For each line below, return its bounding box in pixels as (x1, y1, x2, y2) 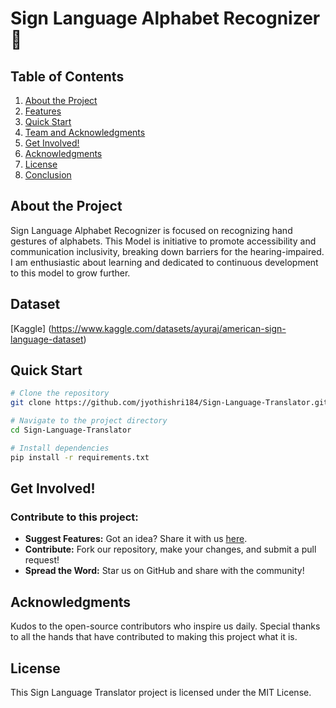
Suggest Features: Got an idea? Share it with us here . (24, 533, 248, 545)
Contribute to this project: (10, 510, 139, 524)
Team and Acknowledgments (24, 127, 146, 138)
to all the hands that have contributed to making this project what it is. (10, 631, 298, 643)
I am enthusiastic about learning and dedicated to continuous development (10, 256, 319, 268)
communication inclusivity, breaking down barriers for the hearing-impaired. (10, 245, 325, 257)
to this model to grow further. (10, 267, 131, 279)
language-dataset (10, 333, 84, 345)
